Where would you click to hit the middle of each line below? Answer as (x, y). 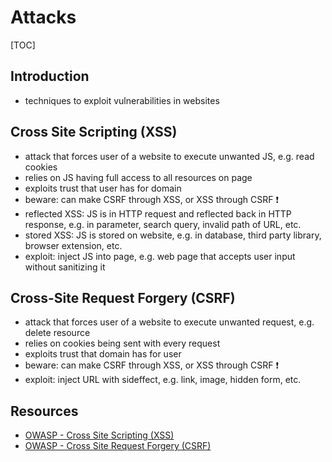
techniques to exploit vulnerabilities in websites (122, 100)
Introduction (50, 76)
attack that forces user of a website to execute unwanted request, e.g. (169, 322)
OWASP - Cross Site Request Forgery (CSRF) (118, 446)
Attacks (43, 17)
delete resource (57, 333)
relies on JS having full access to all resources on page (138, 177)
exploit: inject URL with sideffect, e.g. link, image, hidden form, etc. (163, 380)
